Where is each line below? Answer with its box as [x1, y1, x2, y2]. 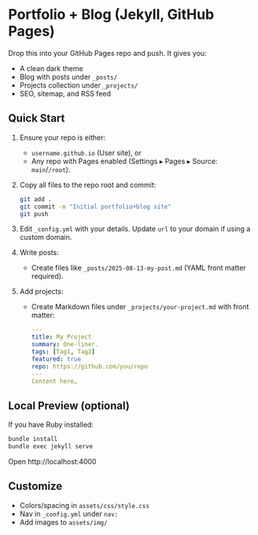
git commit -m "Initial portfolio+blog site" [19, 203, 171, 211]
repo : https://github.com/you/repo [31, 362, 148, 370]
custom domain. [19, 233, 72, 242]
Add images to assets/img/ [19, 517, 108, 526]
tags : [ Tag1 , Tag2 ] [31, 348, 96, 356]
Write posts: [19, 248, 59, 257]
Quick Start [8, 112, 65, 125]
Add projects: [19, 286, 64, 297]
